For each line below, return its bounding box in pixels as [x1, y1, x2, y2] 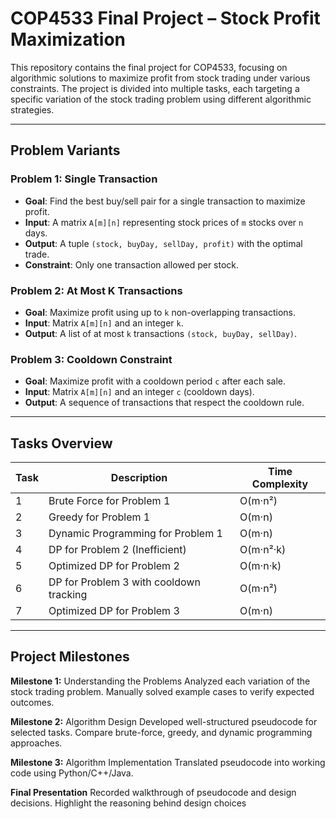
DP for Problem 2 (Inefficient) [48, 543, 187, 557]
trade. [24, 248, 50, 260]
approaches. [10, 737, 63, 749]
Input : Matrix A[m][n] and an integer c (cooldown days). [24, 386, 255, 398]
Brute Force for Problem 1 [48, 494, 171, 508]
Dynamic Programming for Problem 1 [48, 527, 223, 541]
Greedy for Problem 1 [48, 510, 151, 524]
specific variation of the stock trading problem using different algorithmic [10, 93, 312, 105]
